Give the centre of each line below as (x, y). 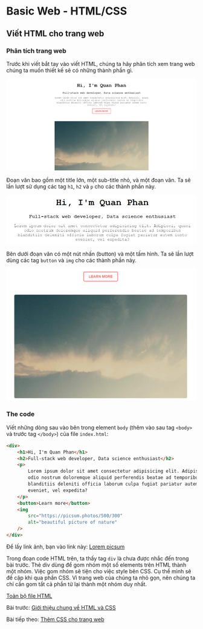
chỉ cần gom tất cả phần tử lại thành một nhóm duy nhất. (76, 584)
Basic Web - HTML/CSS (67, 11)
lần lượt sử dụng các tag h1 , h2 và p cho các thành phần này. (81, 186)
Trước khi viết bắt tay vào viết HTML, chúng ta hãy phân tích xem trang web (101, 64)
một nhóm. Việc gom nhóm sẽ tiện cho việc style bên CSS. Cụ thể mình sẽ (99, 571)
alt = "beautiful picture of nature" (73, 522)
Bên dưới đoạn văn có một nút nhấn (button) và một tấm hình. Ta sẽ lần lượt (100, 254)
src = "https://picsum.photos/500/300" (75, 516)
